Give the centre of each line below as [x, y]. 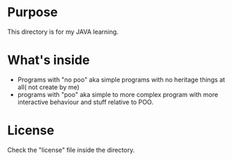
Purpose [33, 12]
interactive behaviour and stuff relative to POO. [85, 102]
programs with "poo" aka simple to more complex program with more [118, 94]
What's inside [49, 60]
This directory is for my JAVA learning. [63, 32]
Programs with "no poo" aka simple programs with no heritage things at [121, 79]
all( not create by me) [48, 87]
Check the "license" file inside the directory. [71, 150]
